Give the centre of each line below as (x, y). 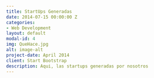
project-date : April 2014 (38, 55)
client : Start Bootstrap (36, 60)
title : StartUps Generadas (39, 11)
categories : (21, 22)
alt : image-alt (25, 50)
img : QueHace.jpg (27, 45)
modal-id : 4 (21, 39)
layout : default (26, 33)
